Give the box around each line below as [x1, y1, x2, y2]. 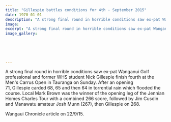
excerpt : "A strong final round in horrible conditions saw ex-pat [5, 26, 152, 32]
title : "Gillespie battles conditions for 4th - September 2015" [5, 7, 147, 13]
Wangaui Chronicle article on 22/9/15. [5, 111, 84, 117]
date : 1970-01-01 [5, 12, 42, 17]
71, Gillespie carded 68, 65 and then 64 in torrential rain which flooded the [5, 85, 161, 91]
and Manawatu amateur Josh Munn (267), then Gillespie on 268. [5, 101, 140, 107]
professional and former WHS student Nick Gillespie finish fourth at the [5, 74, 154, 80]
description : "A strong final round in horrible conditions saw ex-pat [5, 17, 160, 22]
